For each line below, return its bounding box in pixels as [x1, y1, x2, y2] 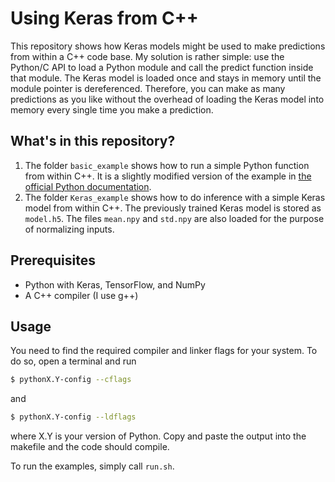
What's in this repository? [10, 133, 176, 150]
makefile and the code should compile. [10, 441, 170, 453]
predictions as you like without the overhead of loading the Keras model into [10, 93, 325, 105]
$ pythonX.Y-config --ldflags [10, 412, 137, 422]
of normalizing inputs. [24, 223, 115, 235]
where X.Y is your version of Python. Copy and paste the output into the [10, 430, 307, 442]
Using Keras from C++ [10, 7, 199, 30]
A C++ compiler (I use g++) [24, 289, 139, 301]
